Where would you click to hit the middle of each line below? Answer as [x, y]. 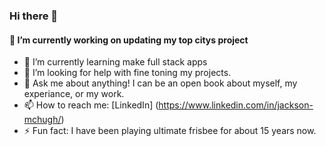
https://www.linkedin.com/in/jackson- [236, 105]
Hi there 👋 [34, 16]
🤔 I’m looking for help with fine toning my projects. [127, 73]
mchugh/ [42, 120]
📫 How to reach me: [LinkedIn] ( [91, 105]
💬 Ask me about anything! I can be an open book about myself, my [160, 83]
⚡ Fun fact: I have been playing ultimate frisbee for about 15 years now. [170, 131]
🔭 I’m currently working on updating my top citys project [129, 40]
